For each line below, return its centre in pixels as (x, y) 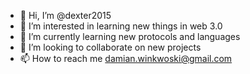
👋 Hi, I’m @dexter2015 (65, 15)
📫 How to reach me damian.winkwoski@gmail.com (126, 58)
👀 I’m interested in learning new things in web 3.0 (121, 26)
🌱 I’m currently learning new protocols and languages (130, 36)
